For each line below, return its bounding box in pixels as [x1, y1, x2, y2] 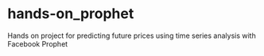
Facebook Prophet [7, 39, 68, 48]
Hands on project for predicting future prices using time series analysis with [7, 31, 256, 40]
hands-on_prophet [7, 5, 134, 23]
